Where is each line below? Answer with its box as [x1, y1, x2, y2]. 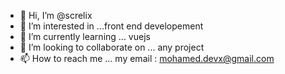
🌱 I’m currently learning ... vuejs [19, 31, 151, 42]
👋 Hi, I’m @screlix [19, 10, 93, 21]
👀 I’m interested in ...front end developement [19, 20, 204, 32]
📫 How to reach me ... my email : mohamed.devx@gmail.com [19, 53, 275, 64]
